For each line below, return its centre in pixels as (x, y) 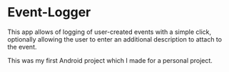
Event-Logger (49, 12)
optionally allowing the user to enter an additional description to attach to (115, 39)
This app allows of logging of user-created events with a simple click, (110, 32)
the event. (22, 47)
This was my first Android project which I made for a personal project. (110, 60)
